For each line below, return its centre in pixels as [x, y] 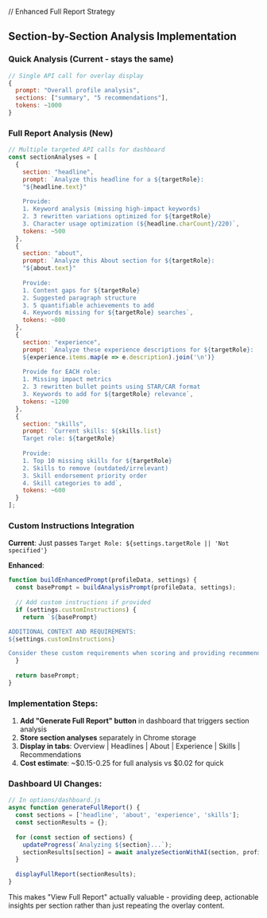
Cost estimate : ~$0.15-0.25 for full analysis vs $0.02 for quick [122, 763]
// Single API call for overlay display [76, 76]
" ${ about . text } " [50, 269]
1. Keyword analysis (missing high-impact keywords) [112, 209]
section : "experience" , [62, 342]
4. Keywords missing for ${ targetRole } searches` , [108, 313]
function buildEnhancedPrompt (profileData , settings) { [103, 580]
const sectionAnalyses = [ [53, 157]
